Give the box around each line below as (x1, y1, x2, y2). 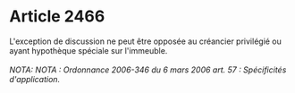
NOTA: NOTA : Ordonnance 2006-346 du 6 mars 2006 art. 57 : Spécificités (9, 64, 287, 75)
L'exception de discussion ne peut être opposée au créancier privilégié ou (9, 36, 282, 46)
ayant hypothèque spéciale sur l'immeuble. (9, 45, 168, 55)
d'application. (9, 73, 61, 84)
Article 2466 (9, 6, 105, 27)
